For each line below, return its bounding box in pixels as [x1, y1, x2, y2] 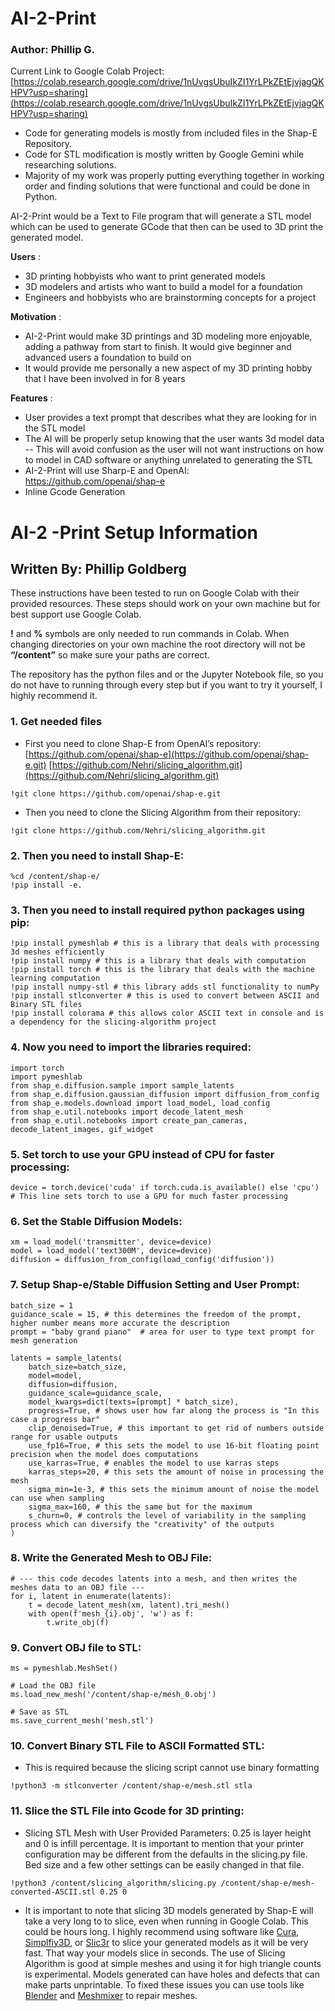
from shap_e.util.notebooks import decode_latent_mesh [10, 1107, 244, 1117]
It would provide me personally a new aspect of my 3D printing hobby [24, 362, 313, 374]
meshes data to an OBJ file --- [10, 1582, 145, 1592]
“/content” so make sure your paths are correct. [10, 649, 210, 661]
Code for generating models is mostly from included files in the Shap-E [24, 127, 318, 139]
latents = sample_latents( [10, 1353, 123, 1363]
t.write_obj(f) [46, 1617, 110, 1627]
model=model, [28, 1370, 83, 1381]
